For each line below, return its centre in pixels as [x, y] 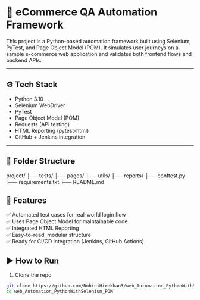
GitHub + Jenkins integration [50, 137]
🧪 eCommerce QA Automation [82, 12]
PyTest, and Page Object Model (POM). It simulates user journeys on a [92, 48]
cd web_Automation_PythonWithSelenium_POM [60, 292]
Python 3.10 [29, 99]
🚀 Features [26, 200]
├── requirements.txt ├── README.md [55, 182]
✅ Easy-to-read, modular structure [49, 235]
